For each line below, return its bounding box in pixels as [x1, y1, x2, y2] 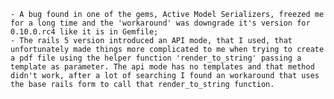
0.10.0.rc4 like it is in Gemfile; [10, 27, 159, 37]
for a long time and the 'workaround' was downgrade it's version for [10, 18, 311, 28]
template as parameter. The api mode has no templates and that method [10, 62, 315, 72]
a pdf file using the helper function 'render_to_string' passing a [10, 53, 302, 63]
